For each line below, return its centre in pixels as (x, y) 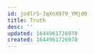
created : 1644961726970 (43, 40)
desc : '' (20, 27)
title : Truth (27, 20)
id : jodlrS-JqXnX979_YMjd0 (47, 14)
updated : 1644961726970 (43, 33)
